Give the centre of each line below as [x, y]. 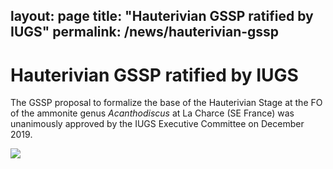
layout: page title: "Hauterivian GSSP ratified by [162, 16]
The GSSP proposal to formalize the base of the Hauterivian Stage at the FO [166, 103]
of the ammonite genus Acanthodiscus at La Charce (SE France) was [152, 113]
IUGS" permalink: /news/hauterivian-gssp [145, 32]
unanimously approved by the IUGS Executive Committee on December [157, 124]
